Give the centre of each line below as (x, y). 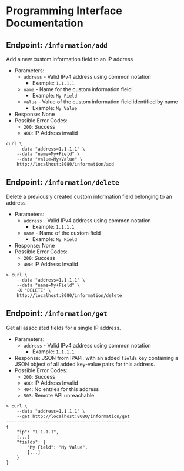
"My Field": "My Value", (58, 447)
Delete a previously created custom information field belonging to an (89, 196)
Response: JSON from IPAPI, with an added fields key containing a (96, 358)
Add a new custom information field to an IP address (70, 59)
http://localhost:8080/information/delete (69, 295)
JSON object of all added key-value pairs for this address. (85, 364)
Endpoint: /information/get (57, 314)
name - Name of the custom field (62, 233)
